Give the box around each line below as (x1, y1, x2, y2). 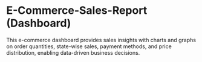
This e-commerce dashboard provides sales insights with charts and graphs (6, 36, 197, 43)
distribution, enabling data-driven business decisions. (6, 49, 140, 56)
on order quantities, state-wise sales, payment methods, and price (6, 43, 172, 50)
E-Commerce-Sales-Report (6, 4, 148, 17)
